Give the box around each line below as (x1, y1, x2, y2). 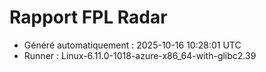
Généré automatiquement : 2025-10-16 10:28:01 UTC (23, 39, 242, 51)
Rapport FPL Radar (9, 6, 168, 29)
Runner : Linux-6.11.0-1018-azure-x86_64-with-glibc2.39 (23, 49, 257, 61)
